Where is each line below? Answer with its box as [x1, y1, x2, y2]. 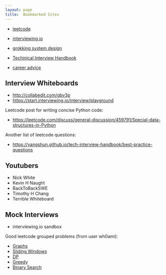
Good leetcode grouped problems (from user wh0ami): [5, 233, 118, 239]
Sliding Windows [12, 248, 47, 254]
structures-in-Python [12, 122, 56, 128]
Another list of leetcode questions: [5, 132, 76, 138]
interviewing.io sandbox [12, 223, 62, 229]
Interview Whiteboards [5, 78, 78, 87]
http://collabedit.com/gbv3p [12, 92, 70, 98]
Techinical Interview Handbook [12, 54, 76, 60]
